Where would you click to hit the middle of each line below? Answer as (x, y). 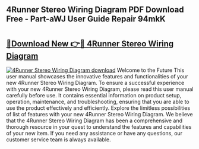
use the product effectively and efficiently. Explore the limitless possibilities (98, 108)
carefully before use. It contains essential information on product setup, (94, 95)
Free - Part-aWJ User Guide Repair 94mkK (86, 19)
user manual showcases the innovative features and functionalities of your (97, 76)
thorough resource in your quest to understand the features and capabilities (99, 127)
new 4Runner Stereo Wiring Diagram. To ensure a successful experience (95, 83)
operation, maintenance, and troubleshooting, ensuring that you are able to (98, 102)
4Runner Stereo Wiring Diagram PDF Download (95, 10)
